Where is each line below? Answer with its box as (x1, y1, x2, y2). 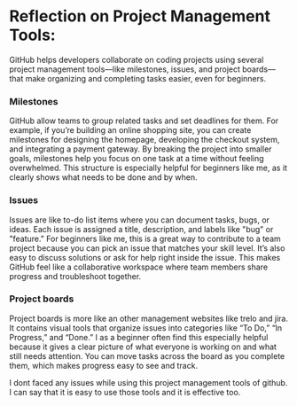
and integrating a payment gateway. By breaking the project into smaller (9, 144, 272, 154)
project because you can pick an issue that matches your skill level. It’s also (9, 242, 285, 254)
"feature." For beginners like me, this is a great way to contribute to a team (9, 233, 281, 244)
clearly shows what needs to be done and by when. (9, 172, 198, 183)
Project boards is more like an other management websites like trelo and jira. (9, 313, 289, 324)
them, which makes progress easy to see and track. (9, 360, 198, 371)
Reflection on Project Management (9, 6, 270, 27)
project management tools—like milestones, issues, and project (9, 64, 241, 74)
